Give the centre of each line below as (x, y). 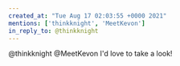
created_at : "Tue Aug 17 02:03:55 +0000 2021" (88, 16)
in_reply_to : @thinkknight (53, 31)
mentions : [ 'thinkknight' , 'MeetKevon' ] (77, 23)
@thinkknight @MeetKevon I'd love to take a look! (90, 54)
